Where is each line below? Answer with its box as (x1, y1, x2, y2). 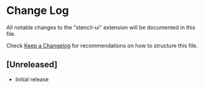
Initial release (15, 75, 49, 83)
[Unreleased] (6, 59, 58, 70)
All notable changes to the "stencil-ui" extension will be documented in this (6, 24, 195, 31)
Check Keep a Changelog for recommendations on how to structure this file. (6, 42, 199, 49)
